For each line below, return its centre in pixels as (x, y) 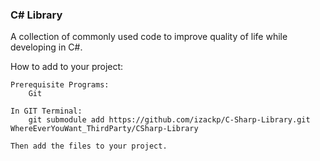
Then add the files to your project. (89, 146)
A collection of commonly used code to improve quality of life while (149, 37)
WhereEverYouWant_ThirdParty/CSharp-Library (104, 129)
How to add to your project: (67, 67)
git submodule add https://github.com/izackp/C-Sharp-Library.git (169, 120)
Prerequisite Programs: (60, 85)
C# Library (36, 15)
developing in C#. (46, 47)
